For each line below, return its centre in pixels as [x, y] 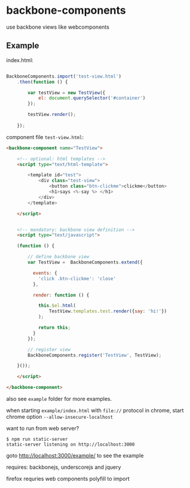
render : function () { [61, 295]
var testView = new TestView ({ [67, 93]
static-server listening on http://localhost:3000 [71, 444]
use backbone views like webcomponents [58, 27]
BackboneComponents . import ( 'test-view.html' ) [64, 76]
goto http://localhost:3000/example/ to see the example [75, 455]
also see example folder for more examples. [59, 399]
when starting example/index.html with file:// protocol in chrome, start [95, 410]
